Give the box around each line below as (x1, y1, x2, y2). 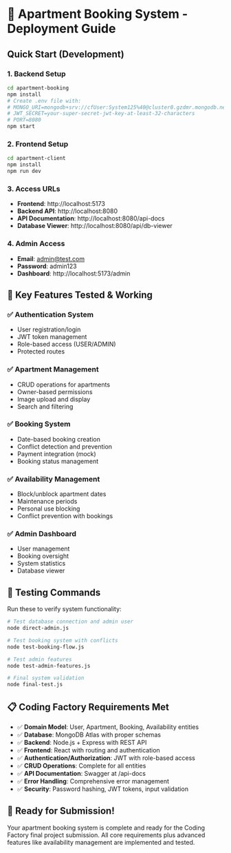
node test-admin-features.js (7, 662, 91, 669)
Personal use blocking (16, 504, 80, 513)
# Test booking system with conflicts (7, 637, 118, 644)
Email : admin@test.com (16, 254, 85, 263)
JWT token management (16, 333, 87, 341)
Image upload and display (16, 395, 91, 403)
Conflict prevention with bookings (16, 512, 113, 520)
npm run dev (7, 168, 41, 175)
